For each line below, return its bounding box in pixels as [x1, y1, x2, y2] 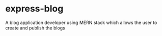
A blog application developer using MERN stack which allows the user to [5, 19, 157, 25]
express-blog [5, 3, 64, 14]
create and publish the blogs [5, 24, 65, 30]
